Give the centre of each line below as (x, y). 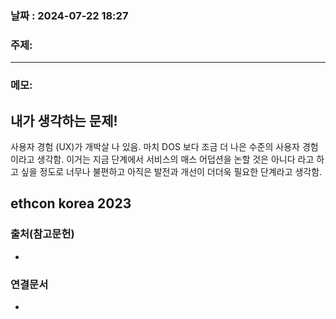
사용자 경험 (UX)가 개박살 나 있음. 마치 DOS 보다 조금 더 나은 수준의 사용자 (155, 146)
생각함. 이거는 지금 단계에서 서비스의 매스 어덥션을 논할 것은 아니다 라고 (175, 159)
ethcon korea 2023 (71, 203)
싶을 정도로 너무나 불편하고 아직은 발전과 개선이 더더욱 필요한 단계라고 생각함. (171, 171)
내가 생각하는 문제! (64, 120)
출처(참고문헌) (42, 234)
